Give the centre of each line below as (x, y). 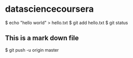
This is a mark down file (42, 38)
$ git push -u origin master (32, 50)
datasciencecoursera (49, 9)
